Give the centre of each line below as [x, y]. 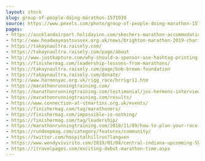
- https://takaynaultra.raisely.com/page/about [68, 52]
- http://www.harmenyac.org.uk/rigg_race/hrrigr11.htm [77, 80]
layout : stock [24, 12]
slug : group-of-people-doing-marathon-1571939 [66, 18]
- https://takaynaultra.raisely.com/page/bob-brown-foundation [88, 69]
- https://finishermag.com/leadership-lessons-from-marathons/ [88, 63]
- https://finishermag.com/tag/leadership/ [62, 120]
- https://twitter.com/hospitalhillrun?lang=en [68, 137]
